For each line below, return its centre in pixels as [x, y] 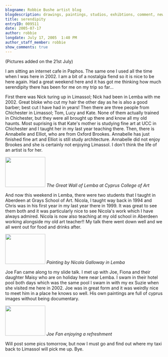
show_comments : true [27, 47]
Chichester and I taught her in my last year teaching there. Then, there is [80, 129]
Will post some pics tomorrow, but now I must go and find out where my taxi [83, 343]
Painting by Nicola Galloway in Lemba [85, 262]
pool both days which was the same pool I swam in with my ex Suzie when [82, 282]
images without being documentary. [42, 298]
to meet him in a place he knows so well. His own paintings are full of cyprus [84, 293]
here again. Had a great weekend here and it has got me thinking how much [83, 82]
